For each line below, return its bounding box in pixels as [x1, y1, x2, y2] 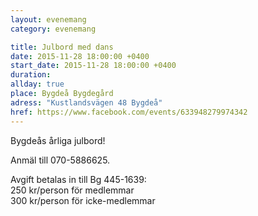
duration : [10, 70, 52, 80]
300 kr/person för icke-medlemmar [10, 194, 156, 206]
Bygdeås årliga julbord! [10, 134, 106, 146]
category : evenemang [10, 24, 97, 34]
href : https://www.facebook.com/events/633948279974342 [10, 107, 248, 117]
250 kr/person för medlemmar [10, 184, 135, 196]
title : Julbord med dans [10, 42, 114, 52]
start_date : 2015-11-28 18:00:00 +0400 [10, 61, 177, 71]
